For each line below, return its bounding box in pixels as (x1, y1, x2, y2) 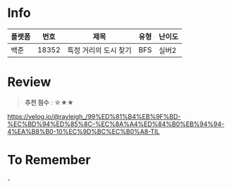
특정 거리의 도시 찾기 (67, 45, 132, 55)
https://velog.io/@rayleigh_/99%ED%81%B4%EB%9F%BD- (7, 112, 181, 120)
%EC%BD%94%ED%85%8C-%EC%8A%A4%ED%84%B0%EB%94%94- (7, 120, 224, 128)
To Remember (7, 152, 91, 168)
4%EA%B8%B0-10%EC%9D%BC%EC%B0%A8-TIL (7, 127, 160, 135)
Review (7, 74, 51, 90)
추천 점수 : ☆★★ (24, 98, 74, 106)
